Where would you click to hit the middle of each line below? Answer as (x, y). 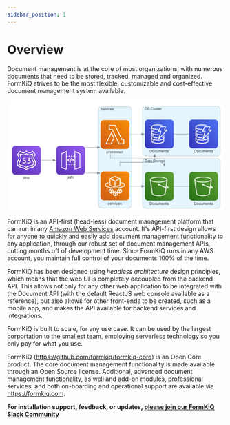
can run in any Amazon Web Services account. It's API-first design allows (112, 229)
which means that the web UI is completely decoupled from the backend (110, 279)
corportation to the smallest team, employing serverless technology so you (114, 336)
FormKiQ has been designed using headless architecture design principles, (114, 272)
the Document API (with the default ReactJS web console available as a (108, 294)
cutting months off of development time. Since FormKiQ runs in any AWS (110, 251)
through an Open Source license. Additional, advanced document (100, 372)
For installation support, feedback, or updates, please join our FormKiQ (111, 407)
